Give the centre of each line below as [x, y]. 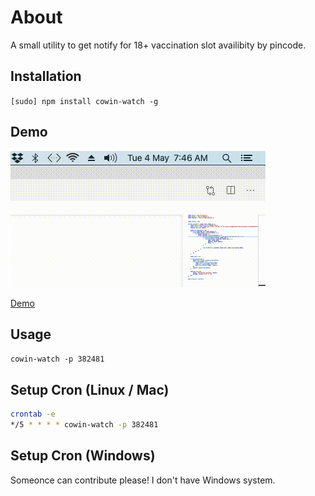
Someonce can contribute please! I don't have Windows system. [143, 480]
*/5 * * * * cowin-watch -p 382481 [84, 425]
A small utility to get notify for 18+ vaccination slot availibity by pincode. [158, 45]
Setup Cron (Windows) [83, 456]
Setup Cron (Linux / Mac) [90, 389]
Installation [46, 76]
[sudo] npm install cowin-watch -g [84, 101]
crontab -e [33, 414]
